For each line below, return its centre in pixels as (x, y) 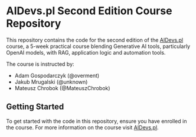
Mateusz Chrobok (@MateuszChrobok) (62, 88)
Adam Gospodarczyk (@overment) (57, 75)
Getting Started (35, 107)
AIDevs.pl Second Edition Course (89, 11)
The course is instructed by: (40, 64)
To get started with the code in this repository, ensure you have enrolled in (97, 121)
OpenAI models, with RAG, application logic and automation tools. (86, 52)
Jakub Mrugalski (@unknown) (51, 82)
